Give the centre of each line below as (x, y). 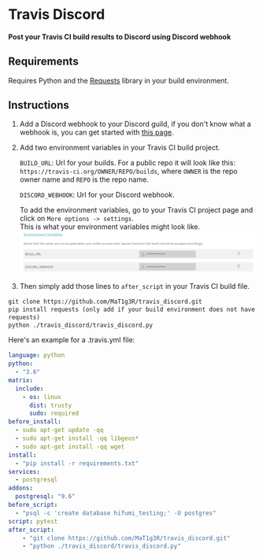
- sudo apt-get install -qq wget (70, 446)
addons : (21, 488)
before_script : (33, 505)
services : (24, 471)
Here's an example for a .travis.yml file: (72, 340)
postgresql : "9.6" (46, 497)
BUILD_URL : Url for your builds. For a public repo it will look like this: (128, 163)
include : (30, 388)
